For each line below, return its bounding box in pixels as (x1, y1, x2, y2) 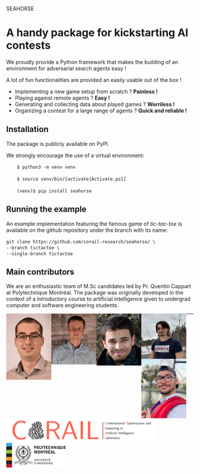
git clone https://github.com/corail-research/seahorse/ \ (6, 238, 156, 244)
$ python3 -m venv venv (17, 164, 76, 170)
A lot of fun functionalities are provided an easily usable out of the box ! (6, 76, 182, 83)
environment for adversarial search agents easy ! (6, 65, 127, 72)
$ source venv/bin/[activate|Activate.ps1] (17, 176, 127, 182)
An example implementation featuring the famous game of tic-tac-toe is (6, 220, 183, 227)
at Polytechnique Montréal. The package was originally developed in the (6, 289, 183, 296)
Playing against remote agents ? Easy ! (14, 94, 110, 101)
